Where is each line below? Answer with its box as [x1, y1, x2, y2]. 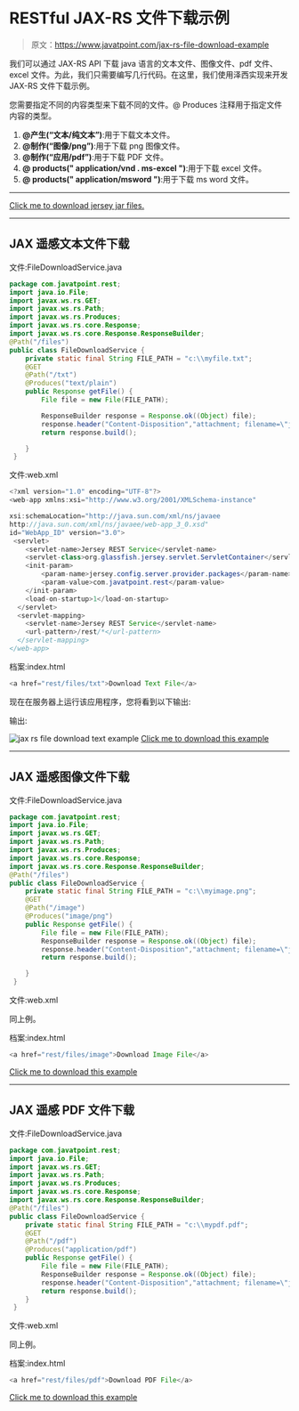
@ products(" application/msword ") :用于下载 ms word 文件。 [21, 174, 254, 184]
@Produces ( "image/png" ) [25, 912, 114, 921]
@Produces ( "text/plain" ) [25, 379, 117, 388]
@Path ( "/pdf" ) [25, 1237, 77, 1246]
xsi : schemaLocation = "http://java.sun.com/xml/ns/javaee [9, 512, 221, 521]
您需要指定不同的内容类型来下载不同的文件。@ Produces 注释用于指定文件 [9, 99, 283, 109]
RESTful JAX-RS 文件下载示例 [9, 8, 230, 28]
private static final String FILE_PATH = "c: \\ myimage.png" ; [25, 887, 256, 896]
